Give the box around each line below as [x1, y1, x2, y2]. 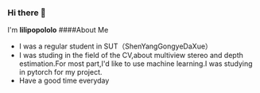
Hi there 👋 [7, 7, 47, 18]
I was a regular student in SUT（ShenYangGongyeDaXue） [18, 41, 212, 51]
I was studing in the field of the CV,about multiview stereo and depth [18, 51, 244, 60]
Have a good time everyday [18, 76, 110, 86]
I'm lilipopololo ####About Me [7, 25, 109, 35]
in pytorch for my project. [18, 68, 103, 77]
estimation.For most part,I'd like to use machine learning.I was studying [18, 59, 253, 68]
